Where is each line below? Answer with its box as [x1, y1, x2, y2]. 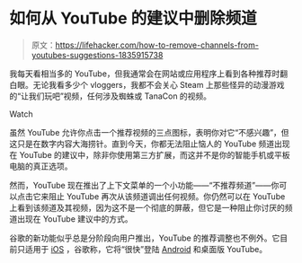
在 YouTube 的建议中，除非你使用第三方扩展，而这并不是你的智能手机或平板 [9, 149, 290, 160]
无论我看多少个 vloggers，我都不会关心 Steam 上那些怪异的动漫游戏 [32, 79, 285, 90]
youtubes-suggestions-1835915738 [31, 49, 164, 60]
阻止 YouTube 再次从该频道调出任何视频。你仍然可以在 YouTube [48, 190, 286, 202]
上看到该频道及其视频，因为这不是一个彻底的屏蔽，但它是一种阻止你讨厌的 [9, 202, 285, 213]
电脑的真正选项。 [9, 161, 73, 171]
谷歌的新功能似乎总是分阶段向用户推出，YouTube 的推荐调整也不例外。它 [9, 232, 280, 243]
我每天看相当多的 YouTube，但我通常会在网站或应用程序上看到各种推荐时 [9, 68, 280, 79]
